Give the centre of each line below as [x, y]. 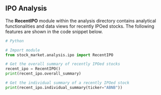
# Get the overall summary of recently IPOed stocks [63, 64]
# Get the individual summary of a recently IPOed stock [67, 83]
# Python [15, 41]
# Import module [23, 50]
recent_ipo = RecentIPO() [33, 69]
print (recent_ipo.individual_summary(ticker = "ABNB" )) [64, 87]
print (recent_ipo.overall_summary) [43, 74]
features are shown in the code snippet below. [54, 31]
